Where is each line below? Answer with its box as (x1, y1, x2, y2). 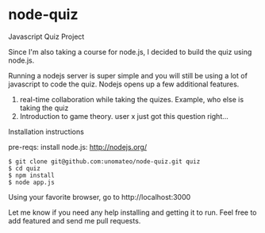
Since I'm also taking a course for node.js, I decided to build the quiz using (8, 47, 252, 56)
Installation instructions (8, 127, 85, 136)
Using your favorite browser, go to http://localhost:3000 (8, 192, 191, 201)
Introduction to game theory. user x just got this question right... (19, 111, 229, 120)
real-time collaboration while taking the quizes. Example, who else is (19, 94, 244, 104)
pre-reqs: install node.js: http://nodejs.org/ (8, 142, 148, 151)
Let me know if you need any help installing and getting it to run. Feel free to (8, 208, 257, 217)
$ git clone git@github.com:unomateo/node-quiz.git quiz (8, 157, 201, 166)
